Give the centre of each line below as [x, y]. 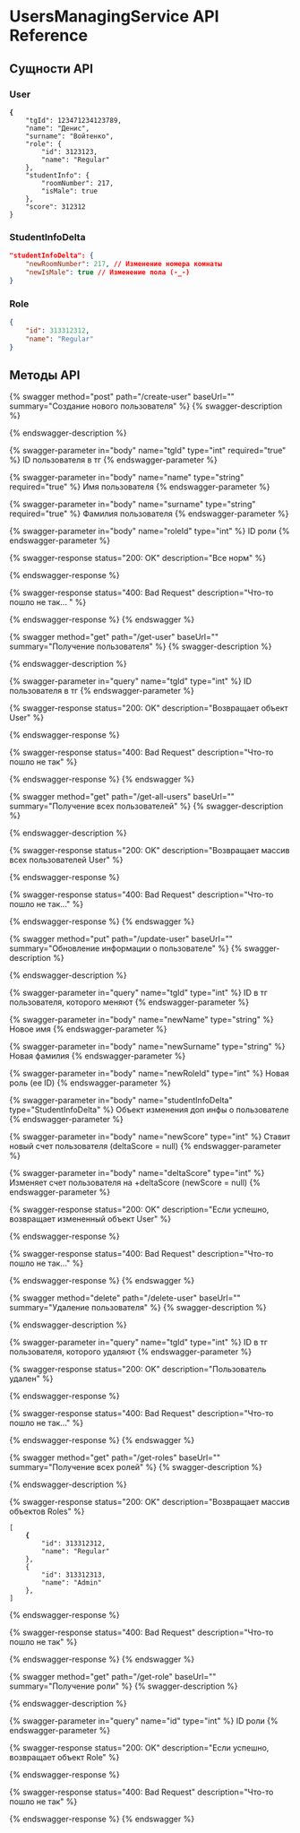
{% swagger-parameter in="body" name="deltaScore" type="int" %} [137, 1173]
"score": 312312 [56, 207]
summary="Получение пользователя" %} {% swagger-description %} [141, 646]
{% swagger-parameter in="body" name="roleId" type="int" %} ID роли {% [150, 532]
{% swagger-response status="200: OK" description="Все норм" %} [138, 558]
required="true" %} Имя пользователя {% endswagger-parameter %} [140, 487]
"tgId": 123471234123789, [74, 120]
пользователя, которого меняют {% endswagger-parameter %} [129, 1002]
